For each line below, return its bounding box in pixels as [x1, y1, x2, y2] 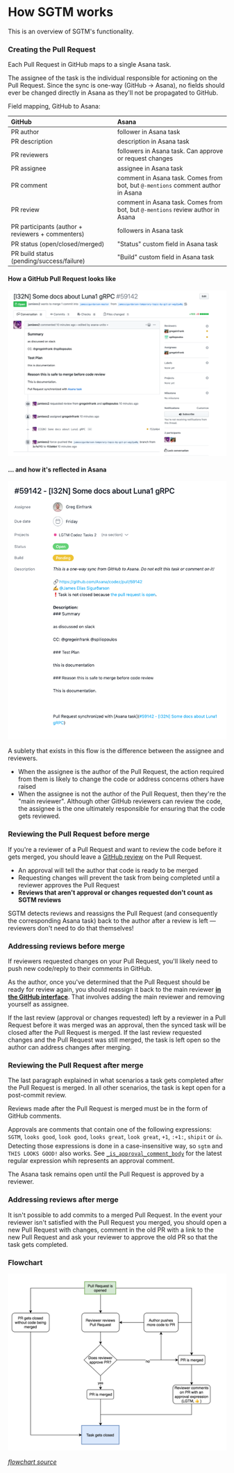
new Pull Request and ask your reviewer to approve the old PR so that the [8, 1232, 218, 1241]
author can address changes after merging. [8, 1043, 132, 1052]
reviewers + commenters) [10, 230, 85, 239]
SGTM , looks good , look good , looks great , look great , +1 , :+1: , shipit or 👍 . [8, 1133, 223, 1141]
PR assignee [10, 164, 47, 172]
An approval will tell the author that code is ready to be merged [17, 866, 199, 874]
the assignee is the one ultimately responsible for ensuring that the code [17, 805, 226, 813]
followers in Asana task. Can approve [117, 147, 224, 155]
